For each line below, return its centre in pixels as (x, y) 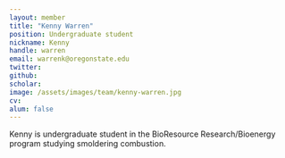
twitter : (25, 68)
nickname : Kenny (39, 42)
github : (24, 76)
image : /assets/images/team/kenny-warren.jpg (95, 92)
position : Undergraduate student (71, 34)
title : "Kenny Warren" (51, 26)
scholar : (25, 84)
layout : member (38, 17)
